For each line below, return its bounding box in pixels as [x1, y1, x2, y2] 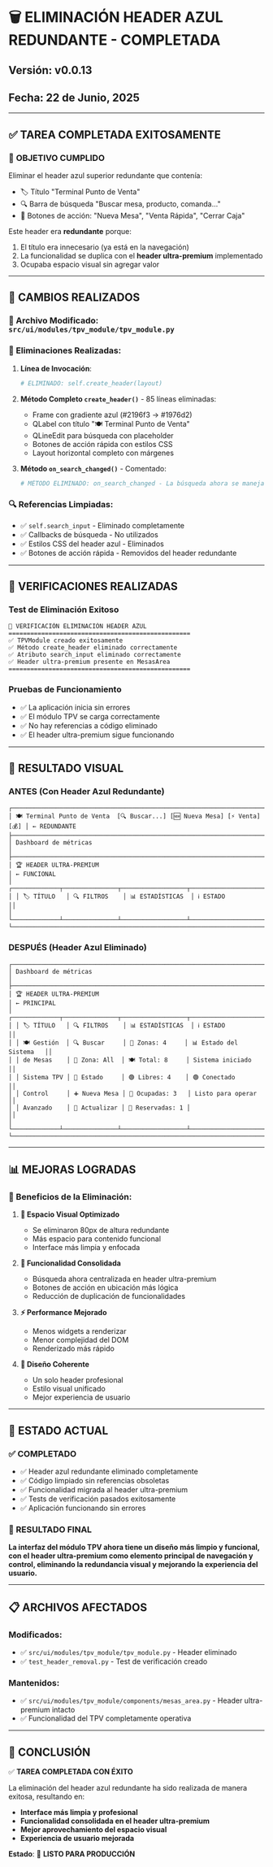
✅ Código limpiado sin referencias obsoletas [19, 1476, 170, 1486]
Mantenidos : [8, 1677, 60, 1688]
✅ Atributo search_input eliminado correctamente [8, 651, 181, 659]
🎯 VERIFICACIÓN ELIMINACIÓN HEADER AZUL [8, 623, 148, 631]
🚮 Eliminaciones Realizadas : [8, 345, 122, 356]
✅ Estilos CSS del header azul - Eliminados [19, 539, 164, 549]
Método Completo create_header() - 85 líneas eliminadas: [19, 393, 217, 404]
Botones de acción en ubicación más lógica [32, 1283, 179, 1292]
